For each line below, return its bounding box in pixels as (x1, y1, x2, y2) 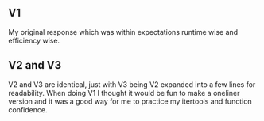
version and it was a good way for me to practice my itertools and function (8, 96, 252, 106)
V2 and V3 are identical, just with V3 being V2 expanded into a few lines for (8, 79, 256, 89)
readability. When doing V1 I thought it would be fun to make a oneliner (8, 88, 240, 97)
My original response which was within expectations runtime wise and (8, 27, 239, 36)
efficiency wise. (8, 36, 60, 45)
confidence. (8, 104, 48, 114)
